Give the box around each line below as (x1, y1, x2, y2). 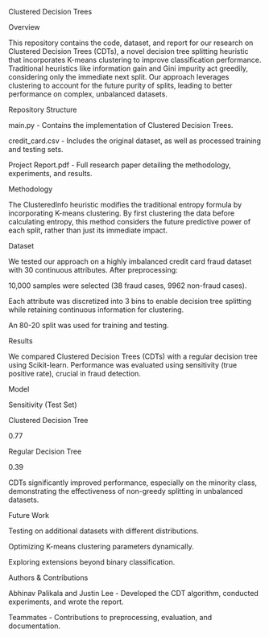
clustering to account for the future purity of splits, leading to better (8, 80, 233, 90)
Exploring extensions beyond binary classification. (8, 557, 176, 566)
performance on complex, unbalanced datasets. (8, 89, 168, 99)
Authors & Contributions (8, 573, 89, 582)
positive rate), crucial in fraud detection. (8, 369, 141, 378)
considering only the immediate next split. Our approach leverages (8, 72, 230, 81)
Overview (8, 23, 40, 31)
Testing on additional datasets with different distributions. (8, 526, 200, 536)
